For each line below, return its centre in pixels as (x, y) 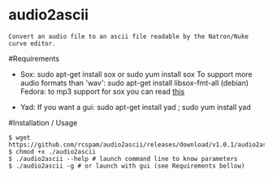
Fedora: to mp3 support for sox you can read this (102, 91)
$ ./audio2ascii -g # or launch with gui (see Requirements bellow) (127, 166)
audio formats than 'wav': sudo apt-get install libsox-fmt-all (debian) (134, 83)
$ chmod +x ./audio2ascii (52, 151)
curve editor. (32, 43)
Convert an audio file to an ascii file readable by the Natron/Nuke (129, 36)
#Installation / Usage (43, 122)
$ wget (19, 138)
